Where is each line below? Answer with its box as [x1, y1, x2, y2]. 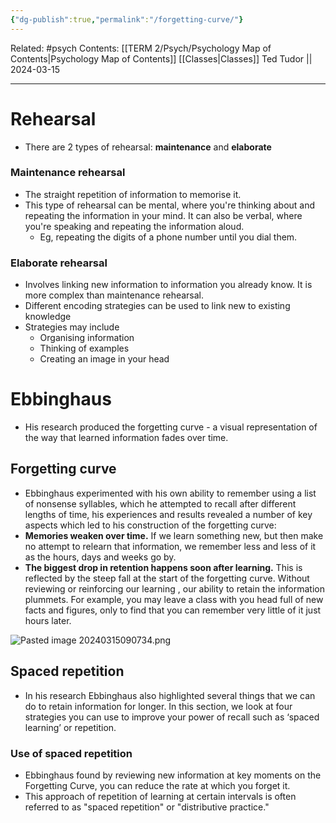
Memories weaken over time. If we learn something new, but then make [24, 529, 324, 541]
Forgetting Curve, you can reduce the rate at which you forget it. [24, 780, 291, 792]
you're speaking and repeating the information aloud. [24, 220, 245, 232]
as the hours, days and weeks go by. [24, 551, 177, 563]
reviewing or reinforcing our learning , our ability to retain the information [24, 582, 326, 595]
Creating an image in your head [39, 353, 170, 365]
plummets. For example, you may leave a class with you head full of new [24, 593, 324, 605]
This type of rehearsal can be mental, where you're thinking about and [24, 199, 316, 211]
